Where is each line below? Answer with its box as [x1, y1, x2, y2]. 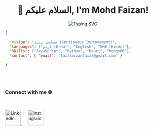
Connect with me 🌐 [5, 88, 52, 95]
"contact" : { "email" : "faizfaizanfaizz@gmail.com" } [9, 53, 122, 58]
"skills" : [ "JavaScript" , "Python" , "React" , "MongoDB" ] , [9, 49, 132, 54]
